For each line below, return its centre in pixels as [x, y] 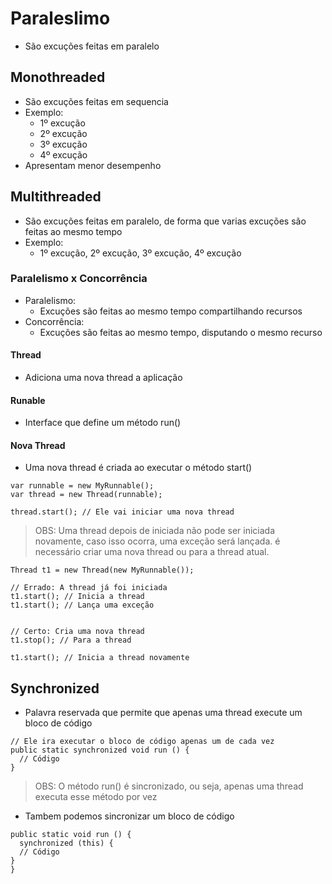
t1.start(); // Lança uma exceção [82, 605]
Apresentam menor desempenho [93, 165]
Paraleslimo [60, 18]
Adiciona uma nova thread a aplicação [103, 378]
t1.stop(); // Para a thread [71, 640]
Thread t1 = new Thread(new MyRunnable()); [102, 570]
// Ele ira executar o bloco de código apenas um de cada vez [142, 742]
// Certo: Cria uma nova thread [77, 632]
